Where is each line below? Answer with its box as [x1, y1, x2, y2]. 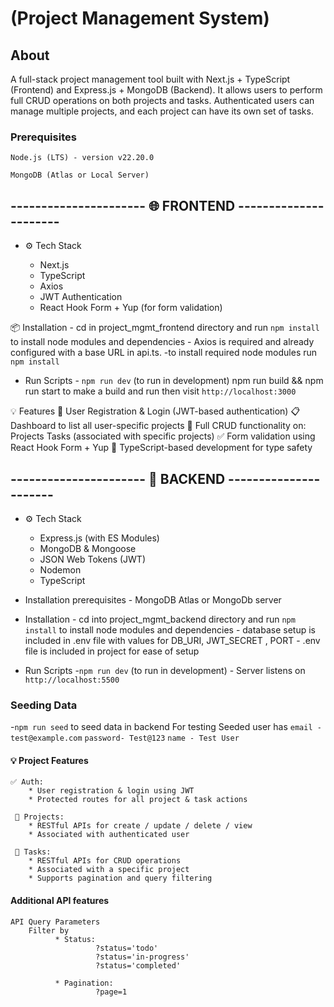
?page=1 [95, 987, 128, 997]
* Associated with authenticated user [28, 830, 190, 840]
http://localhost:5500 [24, 675, 120, 685]
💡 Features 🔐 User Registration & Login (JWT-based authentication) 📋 [10, 405, 301, 417]
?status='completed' [95, 960, 182, 971]
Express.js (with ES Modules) [39, 532, 160, 544]
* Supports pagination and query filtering [28, 873, 213, 884]
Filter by [28, 925, 70, 936]
